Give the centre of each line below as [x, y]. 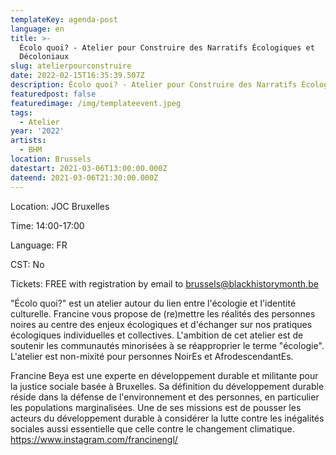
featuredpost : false [53, 94]
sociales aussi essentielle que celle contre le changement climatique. [152, 428]
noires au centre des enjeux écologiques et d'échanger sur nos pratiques [161, 324]
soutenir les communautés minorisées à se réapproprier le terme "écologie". [167, 345]
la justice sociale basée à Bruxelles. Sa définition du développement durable [167, 386]
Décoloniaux [44, 57]
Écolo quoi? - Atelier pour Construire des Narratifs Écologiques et [167, 47]
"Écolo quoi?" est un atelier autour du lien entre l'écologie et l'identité [153, 303]
